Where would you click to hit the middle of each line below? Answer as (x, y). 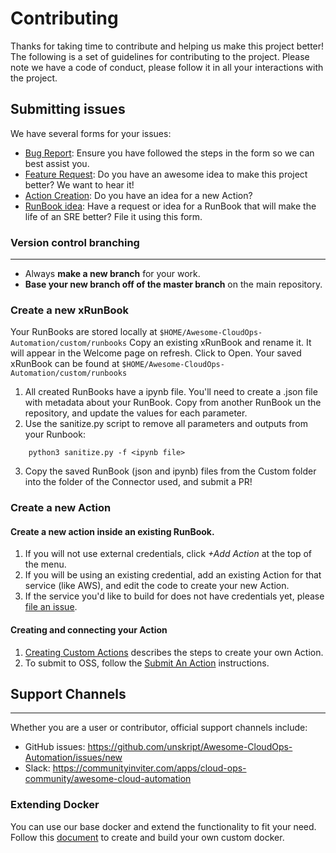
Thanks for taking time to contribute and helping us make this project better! (167, 46)
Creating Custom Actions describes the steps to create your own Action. (174, 652)
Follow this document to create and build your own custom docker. (147, 837)
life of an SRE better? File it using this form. (113, 216)
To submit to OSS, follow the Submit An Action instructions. (147, 663)
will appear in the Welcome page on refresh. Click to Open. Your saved (156, 353)
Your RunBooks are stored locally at (84, 332)
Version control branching (75, 242)
